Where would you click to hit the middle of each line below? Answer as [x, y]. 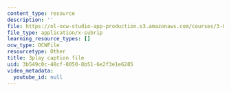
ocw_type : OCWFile [33, 45]
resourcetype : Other [37, 52]
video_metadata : [30, 70]
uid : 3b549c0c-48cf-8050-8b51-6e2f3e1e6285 [70, 64]
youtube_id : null [38, 77]
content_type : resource [41, 13]
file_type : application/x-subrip [55, 32]
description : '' [30, 20]
